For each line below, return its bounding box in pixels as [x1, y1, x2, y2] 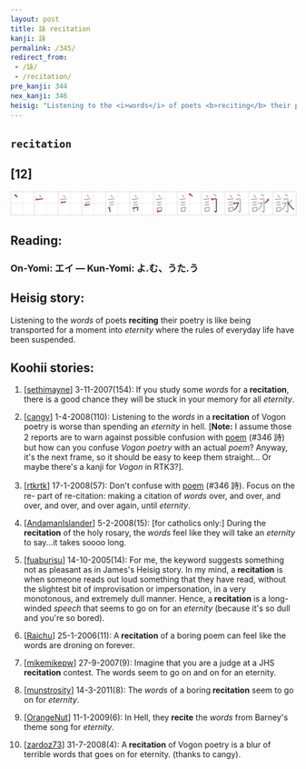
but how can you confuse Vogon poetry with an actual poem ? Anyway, [23, 442, 289, 454]
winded [23, 603, 53, 614]
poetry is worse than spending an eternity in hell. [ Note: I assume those [23, 421, 292, 432]
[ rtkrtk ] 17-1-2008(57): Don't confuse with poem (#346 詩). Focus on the [23, 480, 296, 491]
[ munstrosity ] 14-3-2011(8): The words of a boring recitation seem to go [23, 684, 294, 695]
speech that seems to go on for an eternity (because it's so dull [54, 603, 291, 614]
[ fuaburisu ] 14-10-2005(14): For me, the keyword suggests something [23, 554, 285, 565]
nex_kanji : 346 [10, 91, 68, 100]
